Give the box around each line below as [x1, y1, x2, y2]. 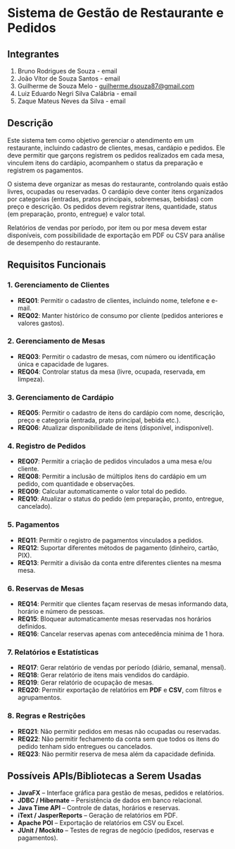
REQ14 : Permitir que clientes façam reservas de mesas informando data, [17, 599, 229, 608]
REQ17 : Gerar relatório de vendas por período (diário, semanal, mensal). [17, 663, 227, 672]
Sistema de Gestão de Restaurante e [7, 5, 224, 21]
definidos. [17, 622, 47, 630]
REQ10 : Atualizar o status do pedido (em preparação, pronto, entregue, [17, 494, 224, 503]
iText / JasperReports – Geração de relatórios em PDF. [17, 811, 178, 820]
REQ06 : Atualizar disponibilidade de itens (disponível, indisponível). [17, 424, 214, 432]
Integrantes [7, 48, 60, 60]
